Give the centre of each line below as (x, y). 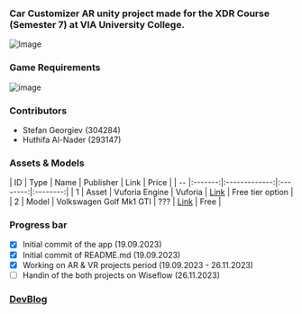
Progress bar (38, 225)
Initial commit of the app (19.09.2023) (92, 245)
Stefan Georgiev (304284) (72, 130)
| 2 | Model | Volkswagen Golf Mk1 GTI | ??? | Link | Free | (115, 202)
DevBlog (28, 299)
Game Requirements (55, 67)
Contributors (38, 111)
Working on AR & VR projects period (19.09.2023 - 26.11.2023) (138, 265)
